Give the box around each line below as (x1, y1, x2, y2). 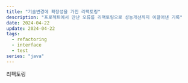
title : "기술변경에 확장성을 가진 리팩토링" (6, 8, 101, 15)
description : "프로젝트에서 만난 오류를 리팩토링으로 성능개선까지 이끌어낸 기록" (6, 14, 183, 20)
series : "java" (6, 53, 45, 59)
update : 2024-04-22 (6, 25, 55, 32)
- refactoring (11, 36, 47, 42)
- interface (11, 42, 42, 48)
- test (11, 48, 28, 54)
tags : (6, 31, 20, 37)
